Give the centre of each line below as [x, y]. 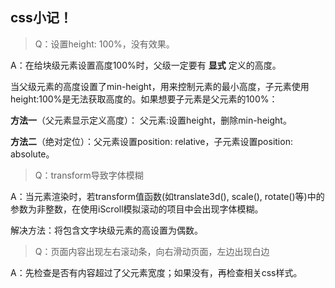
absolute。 [32, 154]
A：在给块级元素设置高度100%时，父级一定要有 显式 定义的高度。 [146, 65]
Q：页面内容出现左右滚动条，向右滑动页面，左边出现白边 [152, 251]
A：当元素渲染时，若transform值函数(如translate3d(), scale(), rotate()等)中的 [167, 196]
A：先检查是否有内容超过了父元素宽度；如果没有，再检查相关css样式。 [156, 272]
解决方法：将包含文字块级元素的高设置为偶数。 [106, 230]
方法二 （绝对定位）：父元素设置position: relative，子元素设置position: [151, 141]
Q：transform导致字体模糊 [89, 175]
